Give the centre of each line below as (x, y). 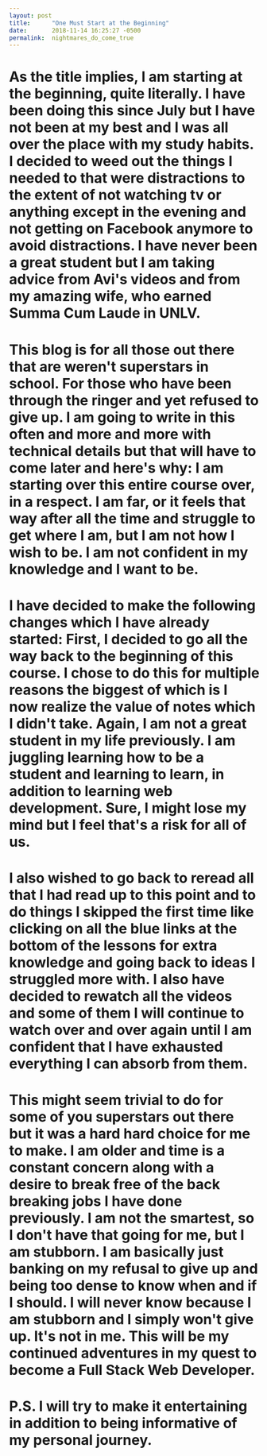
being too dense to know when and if (133, 1286)
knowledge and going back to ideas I (132, 963)
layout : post (31, 15)
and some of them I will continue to (127, 1013)
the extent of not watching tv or (115, 195)
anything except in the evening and (128, 212)
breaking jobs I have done (96, 1201)
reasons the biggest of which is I (118, 690)
